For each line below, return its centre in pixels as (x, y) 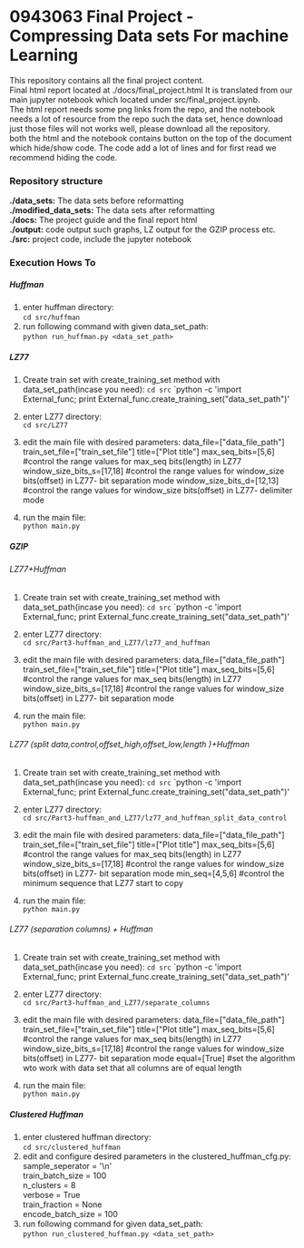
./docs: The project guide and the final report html (103, 220)
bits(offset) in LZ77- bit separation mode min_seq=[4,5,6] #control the (153, 873)
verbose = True (51, 1195)
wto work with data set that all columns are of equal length (132, 1068)
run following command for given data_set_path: (113, 1224)
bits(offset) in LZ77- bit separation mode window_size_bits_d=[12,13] (151, 481)
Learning (44, 55)
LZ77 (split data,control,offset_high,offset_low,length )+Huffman (130, 745)
